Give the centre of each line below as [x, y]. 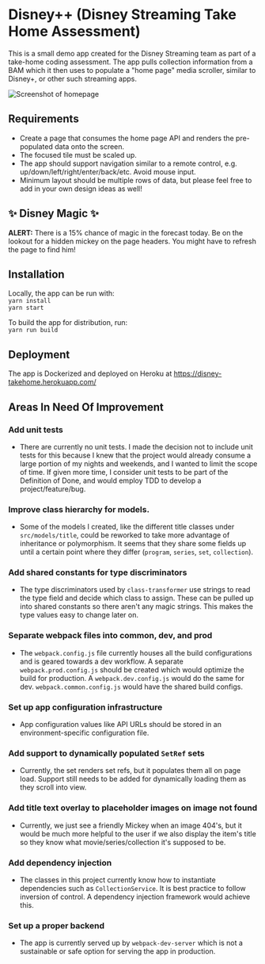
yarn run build [33, 331]
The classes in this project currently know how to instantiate [117, 880]
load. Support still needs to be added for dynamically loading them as [133, 779]
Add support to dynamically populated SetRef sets [106, 753]
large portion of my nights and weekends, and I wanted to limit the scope [138, 463]
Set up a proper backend [57, 925]
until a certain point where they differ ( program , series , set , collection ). [136, 552]
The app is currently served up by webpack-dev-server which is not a [131, 943]
